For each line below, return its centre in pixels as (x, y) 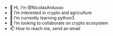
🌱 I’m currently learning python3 (42, 18)
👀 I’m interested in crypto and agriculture (51, 13)
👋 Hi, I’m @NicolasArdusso (37, 8)
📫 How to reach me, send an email (45, 28)
